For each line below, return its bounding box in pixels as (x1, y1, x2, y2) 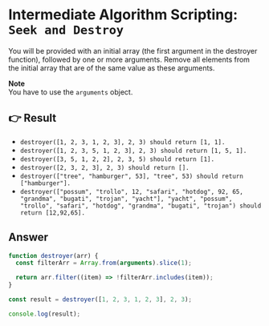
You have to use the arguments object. (8, 87, 133, 97)
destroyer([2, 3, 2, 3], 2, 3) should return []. (19, 163, 190, 171)
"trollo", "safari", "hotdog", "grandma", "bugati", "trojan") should (19, 202, 262, 210)
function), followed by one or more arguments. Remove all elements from (8, 54, 251, 64)
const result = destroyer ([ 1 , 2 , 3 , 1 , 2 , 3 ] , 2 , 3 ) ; (8, 296, 193, 304)
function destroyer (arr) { (8, 252, 99, 260)
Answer (8, 231, 49, 244)
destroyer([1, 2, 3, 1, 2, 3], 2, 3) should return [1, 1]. (19, 138, 226, 146)
